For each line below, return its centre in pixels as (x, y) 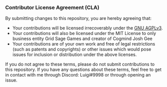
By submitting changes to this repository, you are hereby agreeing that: (78, 18)
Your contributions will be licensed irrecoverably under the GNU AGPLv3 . (87, 28)
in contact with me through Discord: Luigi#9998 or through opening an (78, 75)
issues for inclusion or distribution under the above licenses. (74, 54)
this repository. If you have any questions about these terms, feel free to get (83, 69)
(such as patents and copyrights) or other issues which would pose (82, 49)
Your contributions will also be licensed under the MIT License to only (84, 33)
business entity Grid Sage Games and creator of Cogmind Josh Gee (82, 38)
